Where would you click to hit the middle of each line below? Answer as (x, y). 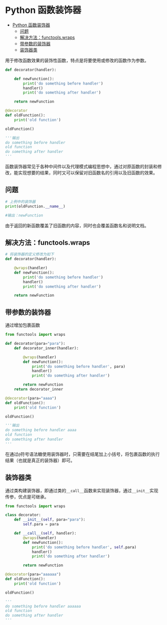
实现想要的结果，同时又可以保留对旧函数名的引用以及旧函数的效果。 (88, 173)
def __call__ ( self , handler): (45, 533)
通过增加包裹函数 (23, 325)
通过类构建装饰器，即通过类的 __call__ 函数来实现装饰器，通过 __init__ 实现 (82, 490)
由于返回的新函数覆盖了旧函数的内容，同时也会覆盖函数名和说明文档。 (77, 225)
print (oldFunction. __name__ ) (35, 206)
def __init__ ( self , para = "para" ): (50, 520)
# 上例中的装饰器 (20, 202)
